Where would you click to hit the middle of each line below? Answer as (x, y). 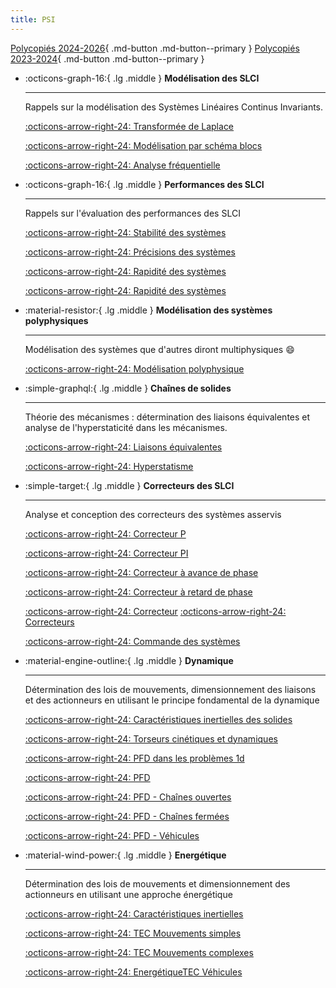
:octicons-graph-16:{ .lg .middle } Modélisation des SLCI (142, 78)
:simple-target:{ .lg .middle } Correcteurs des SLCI (129, 485)
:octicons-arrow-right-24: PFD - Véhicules (112, 835)
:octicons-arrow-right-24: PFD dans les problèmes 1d (134, 758)
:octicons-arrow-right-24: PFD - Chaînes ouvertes (128, 797)
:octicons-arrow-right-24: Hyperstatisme (109, 466)
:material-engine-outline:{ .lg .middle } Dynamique (129, 660)
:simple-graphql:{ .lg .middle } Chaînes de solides (128, 388)
